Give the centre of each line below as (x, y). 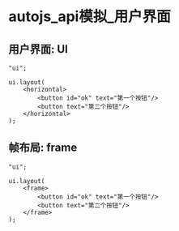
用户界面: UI (38, 49)
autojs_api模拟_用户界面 (90, 17)
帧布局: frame (43, 148)
